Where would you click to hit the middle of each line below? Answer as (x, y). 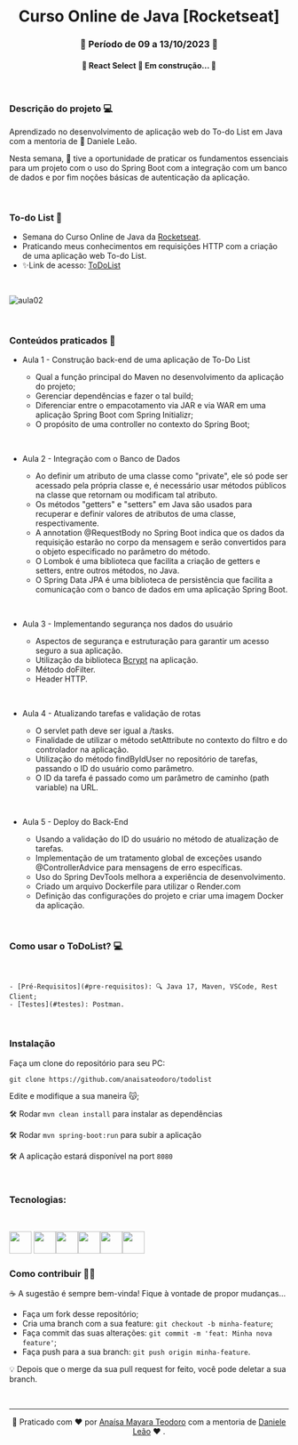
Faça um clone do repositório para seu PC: (87, 1063)
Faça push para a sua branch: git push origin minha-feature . (136, 1352)
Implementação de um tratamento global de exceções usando (149, 858)
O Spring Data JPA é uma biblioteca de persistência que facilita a (154, 580)
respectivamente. (67, 523)
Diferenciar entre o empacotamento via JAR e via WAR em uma (150, 406)
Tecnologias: (38, 1199)
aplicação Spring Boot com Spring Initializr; (114, 415)
